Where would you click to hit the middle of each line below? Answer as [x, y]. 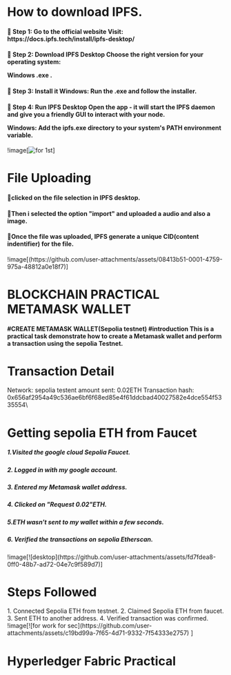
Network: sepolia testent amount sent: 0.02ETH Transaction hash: [101, 390]
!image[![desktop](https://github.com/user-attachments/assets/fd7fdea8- [111, 557]
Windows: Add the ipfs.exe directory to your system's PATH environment [114, 128]
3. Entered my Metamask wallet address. [67, 487]
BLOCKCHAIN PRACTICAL [83, 294]
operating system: [34, 62]
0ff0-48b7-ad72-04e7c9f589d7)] [55, 564]
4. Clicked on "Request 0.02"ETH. [57, 505]
